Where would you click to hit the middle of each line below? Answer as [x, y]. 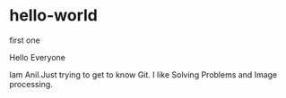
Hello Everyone [37, 57]
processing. [31, 84]
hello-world [54, 16]
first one [25, 40]
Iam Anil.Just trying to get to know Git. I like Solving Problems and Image [143, 74]
